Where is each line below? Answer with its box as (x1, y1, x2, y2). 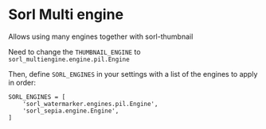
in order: (8, 78, 37, 87)
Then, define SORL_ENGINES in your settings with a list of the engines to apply (8, 69, 258, 78)
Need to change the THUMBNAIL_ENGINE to (8, 47, 141, 56)
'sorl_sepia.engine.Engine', (22, 107, 119, 115)
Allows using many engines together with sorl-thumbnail (8, 32, 194, 41)
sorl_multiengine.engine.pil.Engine (8, 55, 130, 63)
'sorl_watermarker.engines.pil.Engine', (22, 100, 158, 108)
